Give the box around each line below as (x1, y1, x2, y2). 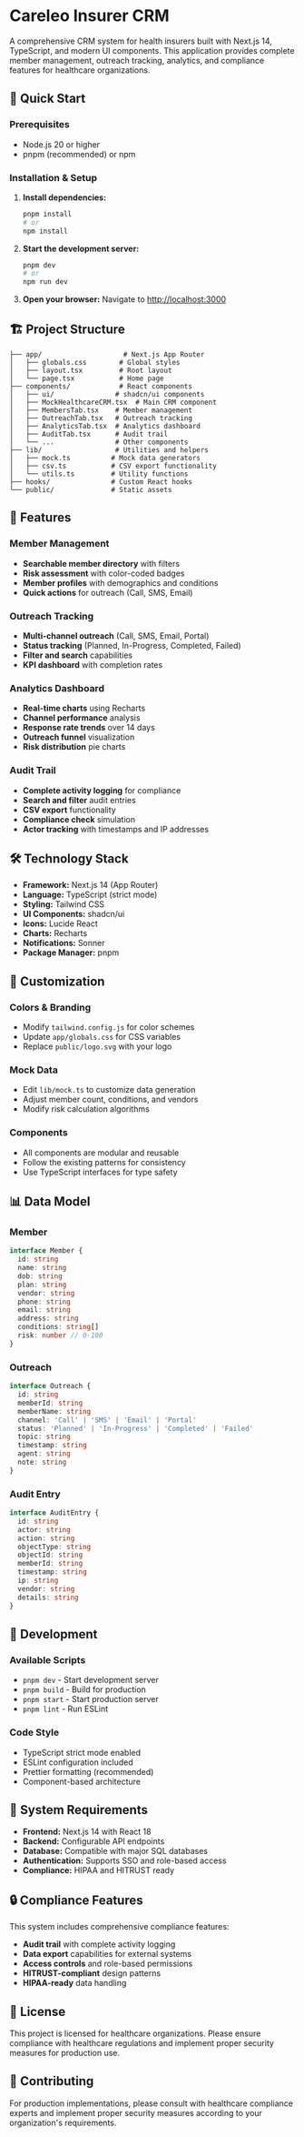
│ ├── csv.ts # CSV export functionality (9, 461, 218, 470)
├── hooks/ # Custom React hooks (9, 477, 193, 487)
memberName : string (17, 1406, 92, 1416)
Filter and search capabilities (22, 650, 133, 660)
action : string (17, 1534, 75, 1543)
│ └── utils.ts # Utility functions (9, 469, 189, 479)
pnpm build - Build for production (22, 1684, 147, 1695)
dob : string (17, 1271, 64, 1281)
